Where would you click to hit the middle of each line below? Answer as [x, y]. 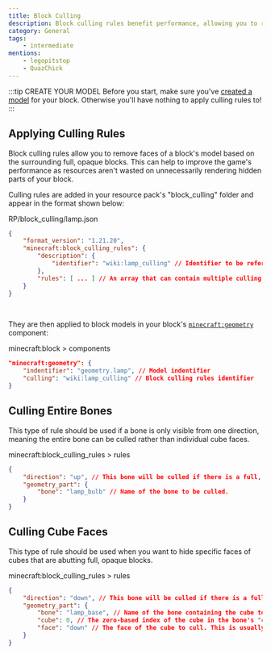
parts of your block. [41, 179]
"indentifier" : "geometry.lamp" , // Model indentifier [117, 371]
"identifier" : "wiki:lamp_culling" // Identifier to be [147, 264]
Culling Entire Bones [60, 411]
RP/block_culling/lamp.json [53, 219]
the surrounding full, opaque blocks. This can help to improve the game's [130, 161]
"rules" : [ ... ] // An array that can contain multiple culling [150, 278]
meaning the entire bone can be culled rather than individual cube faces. [129, 439]
